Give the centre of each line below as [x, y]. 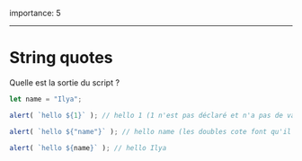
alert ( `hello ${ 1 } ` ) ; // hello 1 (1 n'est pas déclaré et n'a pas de [146, 115]
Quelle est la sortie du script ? [64, 82]
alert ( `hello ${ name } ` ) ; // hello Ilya [88, 148]
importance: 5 [35, 13]
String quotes [62, 58]
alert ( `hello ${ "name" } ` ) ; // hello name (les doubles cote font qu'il [151, 131]
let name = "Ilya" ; [46, 99]
